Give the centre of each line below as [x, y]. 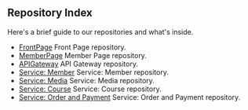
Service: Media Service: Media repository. [86, 80]
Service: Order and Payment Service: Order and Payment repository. [129, 97]
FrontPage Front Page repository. [72, 47]
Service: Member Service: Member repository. [94, 72]
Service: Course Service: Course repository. [90, 89]
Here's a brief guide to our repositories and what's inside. [100, 31]
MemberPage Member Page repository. [82, 55]
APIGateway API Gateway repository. [78, 64]
